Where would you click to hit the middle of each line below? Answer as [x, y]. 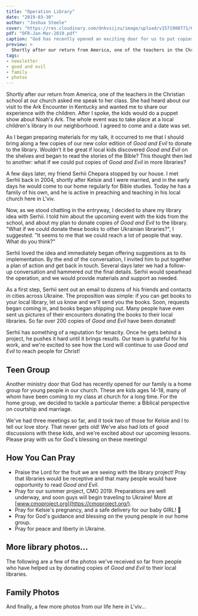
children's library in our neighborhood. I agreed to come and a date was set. [98, 126]
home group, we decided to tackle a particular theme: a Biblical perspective [98, 403]
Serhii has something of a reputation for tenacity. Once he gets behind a [94, 333]
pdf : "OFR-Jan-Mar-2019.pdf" [42, 34]
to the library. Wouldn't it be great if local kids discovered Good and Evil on [97, 150]
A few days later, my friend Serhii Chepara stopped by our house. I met [92, 174]
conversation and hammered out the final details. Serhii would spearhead [103, 272]
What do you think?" [31, 242]
